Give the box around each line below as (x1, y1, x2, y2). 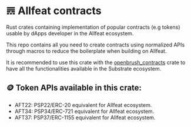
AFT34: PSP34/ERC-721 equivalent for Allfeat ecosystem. (14, 108, 155, 115)
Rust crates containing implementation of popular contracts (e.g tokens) (6, 24, 180, 31)
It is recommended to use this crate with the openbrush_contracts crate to (6, 59, 186, 66)
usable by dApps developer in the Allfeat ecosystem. (6, 29, 134, 36)
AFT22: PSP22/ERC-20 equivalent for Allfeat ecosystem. (14, 101, 152, 108)
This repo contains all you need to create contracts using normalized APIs (6, 41, 185, 48)
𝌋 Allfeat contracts (6, 4, 102, 18)
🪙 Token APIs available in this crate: (6, 83, 142, 93)
